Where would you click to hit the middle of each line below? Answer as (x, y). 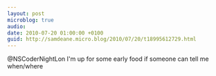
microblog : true (30, 20)
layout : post (26, 13)
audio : (17, 26)
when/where (25, 66)
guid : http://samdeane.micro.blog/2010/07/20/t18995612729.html (102, 39)
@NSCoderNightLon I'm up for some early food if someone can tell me (108, 59)
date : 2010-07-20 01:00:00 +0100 (55, 33)
